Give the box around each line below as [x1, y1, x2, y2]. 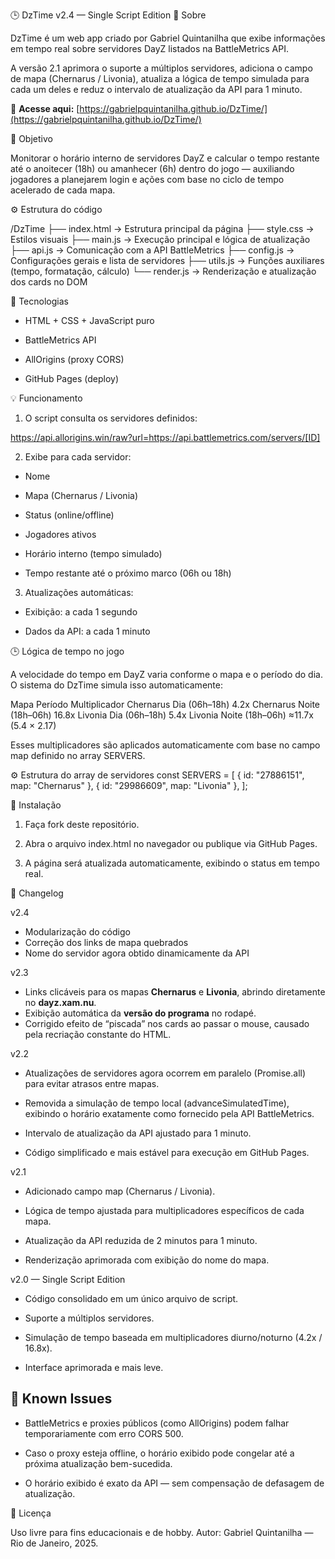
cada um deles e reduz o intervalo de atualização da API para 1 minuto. [10, 84, 303, 95]
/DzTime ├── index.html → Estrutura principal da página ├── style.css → [10, 223, 315, 234]
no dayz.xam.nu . [24, 997, 97, 1008]
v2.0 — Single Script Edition [10, 1274, 126, 1285]
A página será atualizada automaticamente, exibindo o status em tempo [24, 857, 320, 869]
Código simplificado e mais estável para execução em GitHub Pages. [24, 1147, 310, 1158]
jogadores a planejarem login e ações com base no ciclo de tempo [10, 174, 285, 185]
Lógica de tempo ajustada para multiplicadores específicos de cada [24, 1205, 305, 1216]
